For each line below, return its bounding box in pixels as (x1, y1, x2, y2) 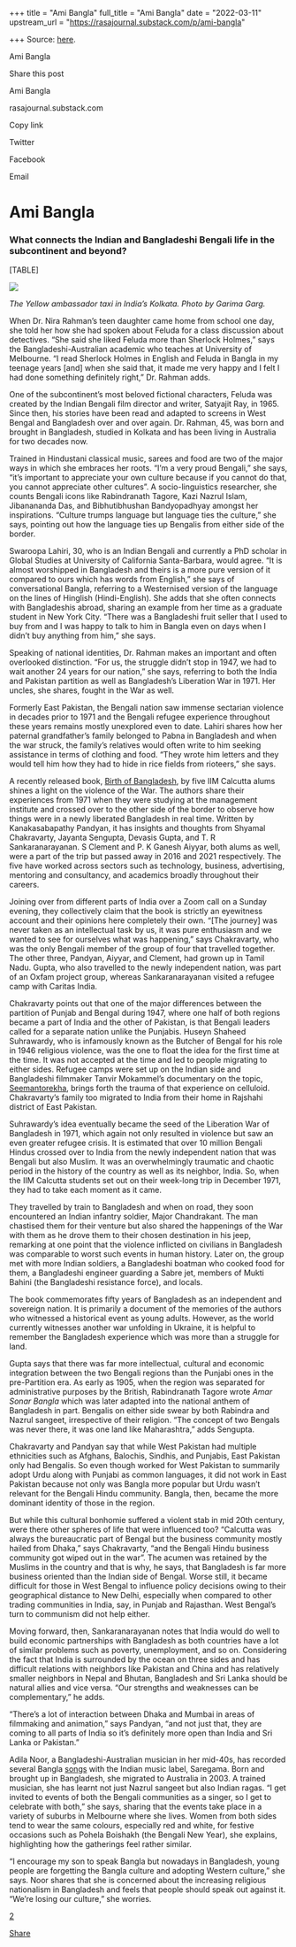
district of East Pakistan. (9, 1102, 98, 1112)
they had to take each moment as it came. (9, 1185, 162, 1196)
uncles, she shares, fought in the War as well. (9, 685, 175, 696)
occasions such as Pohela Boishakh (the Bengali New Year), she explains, (9, 1829, 278, 1840)
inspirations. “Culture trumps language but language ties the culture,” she (9, 510, 277, 520)
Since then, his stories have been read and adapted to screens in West (9, 408, 267, 419)
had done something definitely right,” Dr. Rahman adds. (9, 372, 210, 383)
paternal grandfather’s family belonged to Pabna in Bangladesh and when (9, 730, 277, 742)
